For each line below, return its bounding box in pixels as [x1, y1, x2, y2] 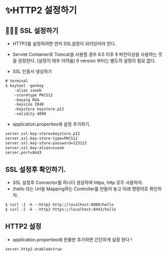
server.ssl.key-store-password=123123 [5, 140, 87, 145]
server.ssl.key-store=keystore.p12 [5, 131, 80, 136]
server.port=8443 [5, 150, 42, 155]
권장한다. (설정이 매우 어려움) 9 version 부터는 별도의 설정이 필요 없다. [18, 58, 156, 64]
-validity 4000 [14, 112, 46, 117]
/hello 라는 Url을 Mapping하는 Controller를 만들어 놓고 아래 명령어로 [12, 186, 149, 192]
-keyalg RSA [14, 97, 39, 103]
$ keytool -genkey [5, 83, 44, 88]
